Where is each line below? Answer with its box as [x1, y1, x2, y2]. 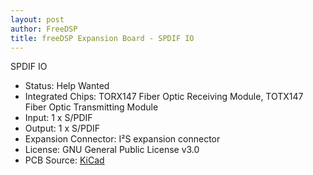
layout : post [10, 14, 65, 25]
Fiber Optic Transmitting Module [24, 101, 159, 113]
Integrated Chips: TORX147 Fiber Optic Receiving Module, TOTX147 [24, 91, 304, 103]
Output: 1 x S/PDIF [24, 122, 101, 135]
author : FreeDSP [10, 24, 78, 34]
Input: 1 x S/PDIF [24, 112, 93, 124]
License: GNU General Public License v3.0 [24, 144, 200, 156]
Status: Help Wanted [24, 80, 110, 92]
